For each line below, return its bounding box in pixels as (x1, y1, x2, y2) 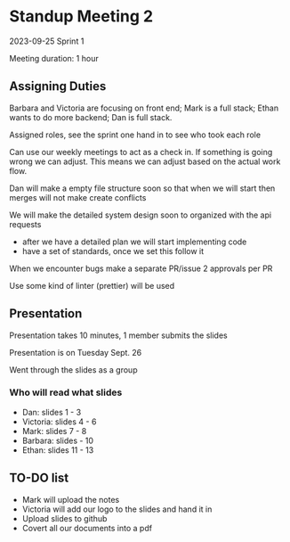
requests (9, 218, 42, 229)
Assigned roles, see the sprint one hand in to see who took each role (9, 129, 261, 140)
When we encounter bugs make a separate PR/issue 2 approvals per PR (9, 263, 273, 274)
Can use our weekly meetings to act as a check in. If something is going (9, 146, 273, 157)
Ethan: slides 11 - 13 (21, 444, 94, 456)
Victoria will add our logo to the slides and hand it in (21, 504, 213, 514)
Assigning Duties (9, 78, 107, 94)
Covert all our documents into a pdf (21, 522, 153, 533)
